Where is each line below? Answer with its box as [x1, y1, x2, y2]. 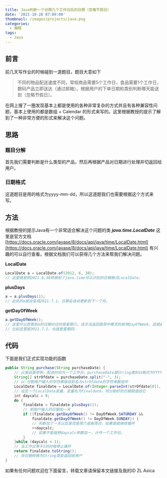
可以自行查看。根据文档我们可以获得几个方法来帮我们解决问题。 [13, 251, 145, 257]
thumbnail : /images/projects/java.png [5, 16, 85, 21]
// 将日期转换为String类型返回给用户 [14, 453, 83, 459]
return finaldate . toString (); [14, 449, 77, 454]
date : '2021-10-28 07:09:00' [5, 12, 66, 17]
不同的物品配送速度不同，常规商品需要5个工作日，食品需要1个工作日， [17, 79, 162, 85]
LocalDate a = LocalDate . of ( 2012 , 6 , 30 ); [5, 271, 94, 276]
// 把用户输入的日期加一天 [23, 407, 71, 412]
